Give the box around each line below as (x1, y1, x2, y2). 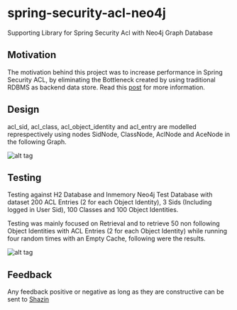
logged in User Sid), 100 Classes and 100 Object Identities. (7, 206, 179, 214)
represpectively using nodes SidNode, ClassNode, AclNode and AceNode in (7, 130, 231, 138)
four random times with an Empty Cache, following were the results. (7, 234, 206, 243)
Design (7, 104, 40, 116)
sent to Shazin (7, 295, 50, 304)
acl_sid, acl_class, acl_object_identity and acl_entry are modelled (7, 122, 197, 131)
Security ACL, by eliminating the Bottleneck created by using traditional (7, 75, 216, 84)
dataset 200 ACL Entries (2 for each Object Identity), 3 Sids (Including (7, 198, 212, 206)
